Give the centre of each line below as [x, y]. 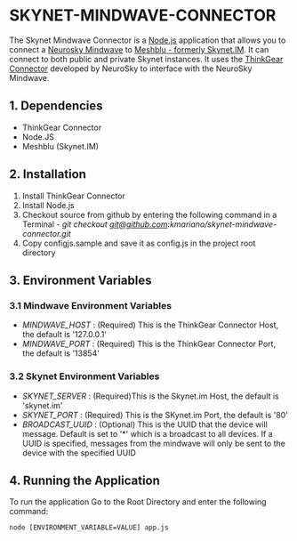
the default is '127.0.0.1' [64, 335]
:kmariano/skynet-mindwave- [222, 224]
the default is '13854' [61, 353]
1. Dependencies [56, 106]
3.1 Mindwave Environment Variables [90, 305]
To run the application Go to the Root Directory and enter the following [138, 502]
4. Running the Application [84, 480]
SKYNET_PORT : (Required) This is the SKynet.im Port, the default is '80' [155, 415]
